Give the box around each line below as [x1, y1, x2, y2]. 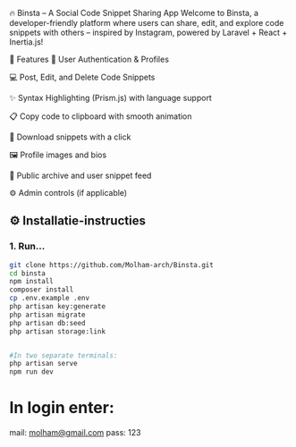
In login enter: [9, 398, 114, 418]
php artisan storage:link [9, 326, 106, 336]
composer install [9, 285, 74, 294]
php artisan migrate [9, 310, 87, 319]
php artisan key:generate [9, 302, 106, 311]
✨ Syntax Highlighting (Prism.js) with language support [9, 93, 212, 103]
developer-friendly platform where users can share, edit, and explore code [9, 18, 284, 28]
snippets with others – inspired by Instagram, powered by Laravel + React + [9, 27, 288, 38]
